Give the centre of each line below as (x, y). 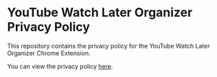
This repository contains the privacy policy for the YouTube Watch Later (109, 46)
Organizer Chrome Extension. (49, 53)
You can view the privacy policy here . (60, 66)
